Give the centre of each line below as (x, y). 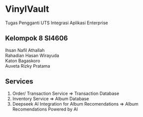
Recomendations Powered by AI (45, 109)
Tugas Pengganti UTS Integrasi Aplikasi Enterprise (57, 23)
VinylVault (27, 9)
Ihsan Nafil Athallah (25, 50)
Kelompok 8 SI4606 (36, 38)
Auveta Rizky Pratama (28, 66)
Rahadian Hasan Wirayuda (32, 55)
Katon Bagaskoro (23, 61)
